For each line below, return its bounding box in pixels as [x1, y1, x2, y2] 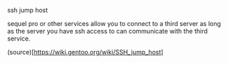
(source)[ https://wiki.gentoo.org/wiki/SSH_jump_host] [7, 48, 163, 56]
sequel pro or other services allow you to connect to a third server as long [7, 20, 221, 27]
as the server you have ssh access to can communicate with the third [7, 27, 208, 35]
